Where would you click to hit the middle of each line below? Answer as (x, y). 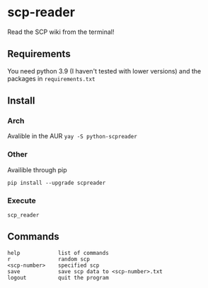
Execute (22, 200)
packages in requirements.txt (51, 78)
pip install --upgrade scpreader (57, 183)
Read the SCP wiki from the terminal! (61, 32)
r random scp (49, 259)
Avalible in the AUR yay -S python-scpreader (73, 136)
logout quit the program (58, 277)
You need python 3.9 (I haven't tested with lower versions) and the (104, 71)
